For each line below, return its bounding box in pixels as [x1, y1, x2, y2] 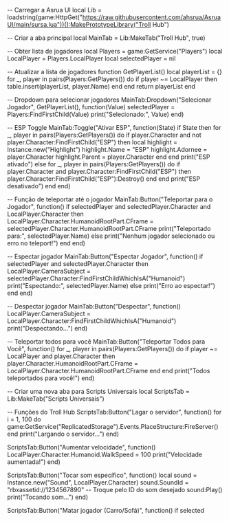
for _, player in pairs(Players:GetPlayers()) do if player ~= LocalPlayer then [7, 75, 218, 83]
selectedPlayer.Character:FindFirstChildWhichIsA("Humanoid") [7, 274, 186, 282]
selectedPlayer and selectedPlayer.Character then [7, 260, 149, 267]
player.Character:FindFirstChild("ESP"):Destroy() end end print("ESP [7, 175, 201, 183]
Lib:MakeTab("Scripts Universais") [7, 395, 105, 403]
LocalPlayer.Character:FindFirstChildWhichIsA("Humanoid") [7, 317, 177, 325]
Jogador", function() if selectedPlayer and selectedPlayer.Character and [7, 203, 211, 210]
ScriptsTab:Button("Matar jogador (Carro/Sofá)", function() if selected [7, 507, 205, 514]
